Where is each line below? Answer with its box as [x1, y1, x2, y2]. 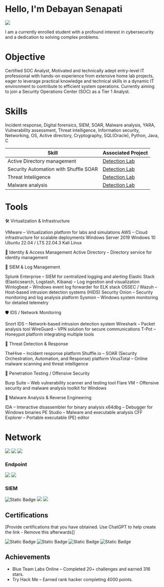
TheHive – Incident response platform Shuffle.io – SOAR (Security [5, 350, 137, 356]
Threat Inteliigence [7, 174, 51, 180]
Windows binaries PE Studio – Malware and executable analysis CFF [5, 409, 143, 415]
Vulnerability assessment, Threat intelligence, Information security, [5, 127, 140, 133]
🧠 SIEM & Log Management [5, 264, 60, 270]
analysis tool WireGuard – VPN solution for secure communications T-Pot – [5, 326, 156, 332]
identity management [5, 254, 48, 260]
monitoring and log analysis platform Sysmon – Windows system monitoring [5, 294, 158, 300]
